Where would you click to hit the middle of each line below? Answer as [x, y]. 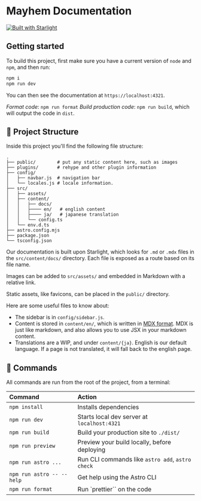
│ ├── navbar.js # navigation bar [53, 178]
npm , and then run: [28, 67]
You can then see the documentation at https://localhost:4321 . [86, 95]
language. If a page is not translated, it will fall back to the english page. [103, 349]
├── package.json [28, 236]
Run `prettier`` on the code [115, 490]
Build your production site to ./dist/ [129, 433]
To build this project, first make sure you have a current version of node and [99, 60]
